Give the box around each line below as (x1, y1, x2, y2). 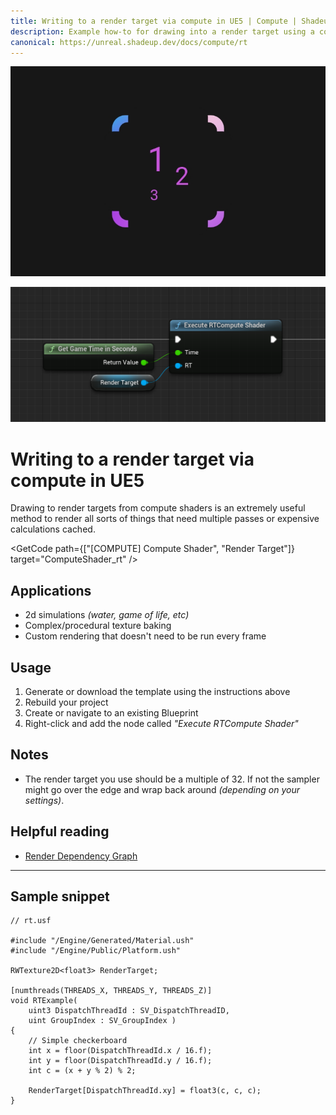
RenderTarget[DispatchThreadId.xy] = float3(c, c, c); (28, 1086, 262, 1096)
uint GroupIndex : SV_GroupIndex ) (28, 1016, 177, 1026)
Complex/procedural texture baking (24, 620, 172, 632)
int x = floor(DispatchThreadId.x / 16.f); (28, 1046, 213, 1056)
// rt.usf (10, 916, 52, 926)
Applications (10, 582, 92, 599)
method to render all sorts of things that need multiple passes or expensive (10, 513, 320, 525)
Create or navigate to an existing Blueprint (24, 707, 199, 719)
